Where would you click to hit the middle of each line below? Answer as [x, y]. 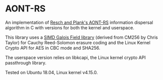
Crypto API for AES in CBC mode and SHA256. [53, 48]
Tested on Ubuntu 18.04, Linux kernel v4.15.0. [51, 72]
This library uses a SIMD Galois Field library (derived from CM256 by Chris [81, 37]
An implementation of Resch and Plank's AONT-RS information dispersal [79, 22]
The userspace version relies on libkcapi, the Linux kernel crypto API [75, 57]
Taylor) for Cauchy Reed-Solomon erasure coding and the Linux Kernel [78, 42]
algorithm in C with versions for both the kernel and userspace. [70, 27]
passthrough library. [26, 63]
